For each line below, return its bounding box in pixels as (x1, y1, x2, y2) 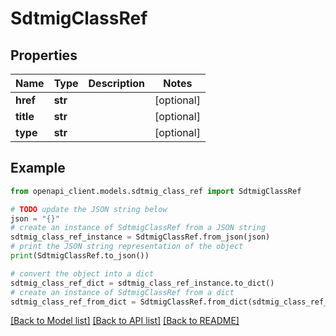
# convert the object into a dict (10, 268, 155, 279)
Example (10, 160, 66, 177)
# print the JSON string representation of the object (10, 242, 244, 252)
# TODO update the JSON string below (10, 204, 168, 214)
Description (88, 77, 145, 90)
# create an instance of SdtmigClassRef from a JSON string (10, 223, 267, 233)
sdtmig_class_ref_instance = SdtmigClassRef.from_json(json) (10, 232, 271, 242)
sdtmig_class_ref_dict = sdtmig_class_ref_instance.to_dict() (10, 278, 275, 288)
